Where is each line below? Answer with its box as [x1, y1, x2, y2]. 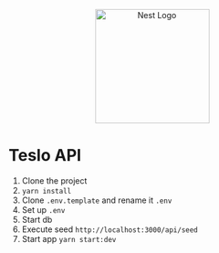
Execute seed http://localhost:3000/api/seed [21, 224, 198, 235]
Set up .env [21, 204, 66, 215]
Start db [21, 214, 53, 225]
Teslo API [8, 145, 82, 166]
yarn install [21, 186, 72, 195]
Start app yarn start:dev [21, 233, 117, 244]
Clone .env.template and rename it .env [21, 195, 172, 206]
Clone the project [21, 174, 88, 186]
